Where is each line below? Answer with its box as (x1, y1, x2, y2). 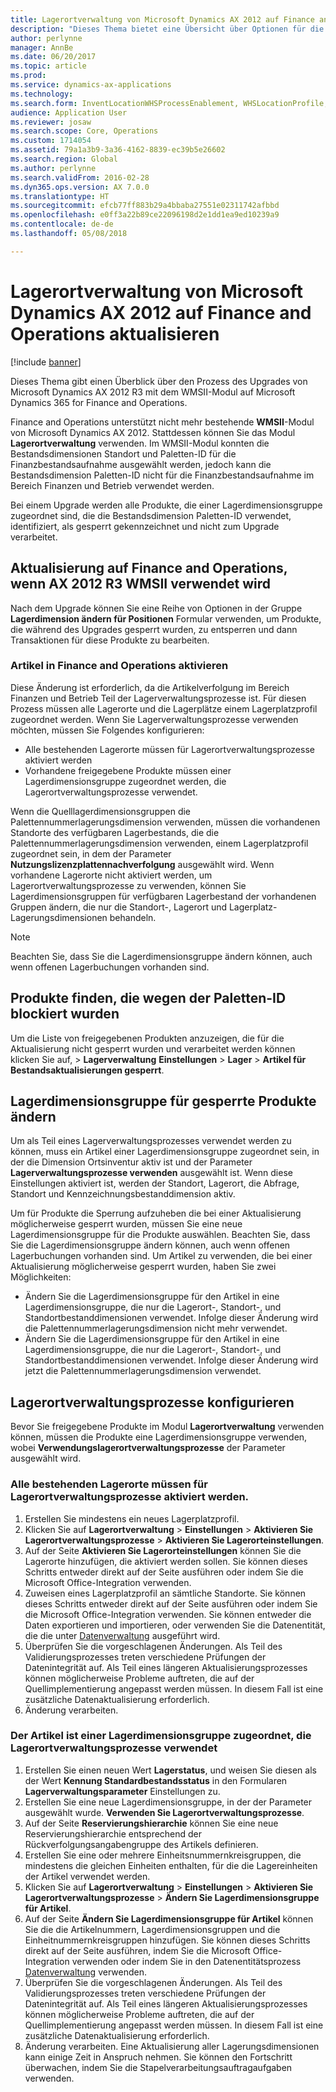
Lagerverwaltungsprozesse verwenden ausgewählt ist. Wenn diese (10, 1167, 293, 1179)
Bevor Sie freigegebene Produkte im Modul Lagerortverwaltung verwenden (10, 1421, 325, 1433)
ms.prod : (10, 71, 47, 81)
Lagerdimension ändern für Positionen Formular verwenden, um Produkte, (10, 612, 322, 625)
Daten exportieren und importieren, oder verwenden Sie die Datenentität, (24, 1619, 326, 1631)
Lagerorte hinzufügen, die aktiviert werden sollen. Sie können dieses (24, 1555, 308, 1567)
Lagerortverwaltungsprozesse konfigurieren (10, 1394, 295, 1411)
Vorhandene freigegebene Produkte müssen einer (24, 764, 232, 776)
